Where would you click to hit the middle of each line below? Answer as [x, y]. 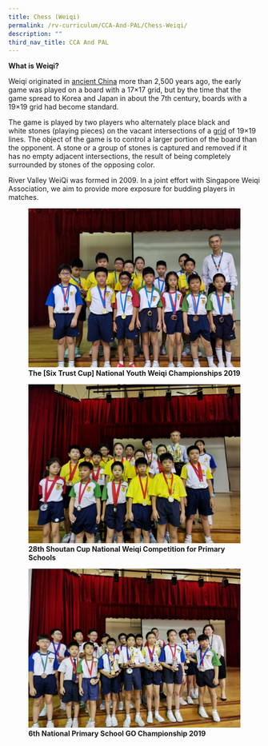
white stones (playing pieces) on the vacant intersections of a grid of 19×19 [132, 131]
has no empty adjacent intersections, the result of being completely [120, 157]
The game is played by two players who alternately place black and [119, 122]
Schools [42, 558]
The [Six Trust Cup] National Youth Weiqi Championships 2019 [134, 373]
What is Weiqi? [34, 66]
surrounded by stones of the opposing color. [82, 165]
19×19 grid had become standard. [64, 107]
